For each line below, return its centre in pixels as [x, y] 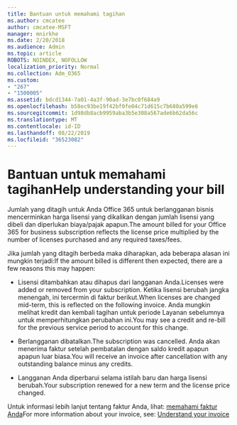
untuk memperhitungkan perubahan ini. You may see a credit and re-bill [121, 320]
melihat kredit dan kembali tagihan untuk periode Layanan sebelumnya [121, 313]
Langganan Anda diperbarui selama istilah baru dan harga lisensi [112, 378]
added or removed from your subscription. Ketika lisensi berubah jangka [123, 290]
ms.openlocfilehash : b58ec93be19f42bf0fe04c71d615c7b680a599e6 [103, 107]
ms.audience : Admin [36, 47]
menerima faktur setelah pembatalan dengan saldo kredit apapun [113, 349]
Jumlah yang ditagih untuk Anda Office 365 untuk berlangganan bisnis [111, 210]
